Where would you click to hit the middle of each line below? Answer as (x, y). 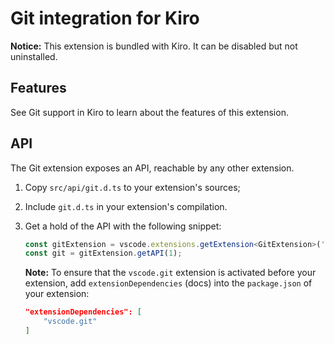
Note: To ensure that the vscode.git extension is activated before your (170, 273)
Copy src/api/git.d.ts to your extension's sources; (132, 187)
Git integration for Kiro (105, 18)
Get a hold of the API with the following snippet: (123, 226)
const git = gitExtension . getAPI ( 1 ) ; (103, 253)
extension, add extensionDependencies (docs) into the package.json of (168, 283)
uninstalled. (34, 56)
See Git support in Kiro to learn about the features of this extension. (149, 112)
